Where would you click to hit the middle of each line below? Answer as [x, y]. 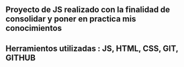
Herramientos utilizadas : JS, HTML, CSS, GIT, [92, 48]
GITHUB [21, 58]
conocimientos [34, 28]
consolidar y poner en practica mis [71, 19]
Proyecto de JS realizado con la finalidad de [88, 10]
